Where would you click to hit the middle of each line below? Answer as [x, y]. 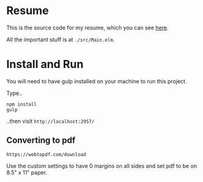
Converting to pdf [41, 141]
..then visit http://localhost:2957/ [51, 121]
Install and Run [45, 64]
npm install [21, 104]
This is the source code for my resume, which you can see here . [87, 28]
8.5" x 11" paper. [27, 172]
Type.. [14, 93]
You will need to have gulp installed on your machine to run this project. [97, 81]
